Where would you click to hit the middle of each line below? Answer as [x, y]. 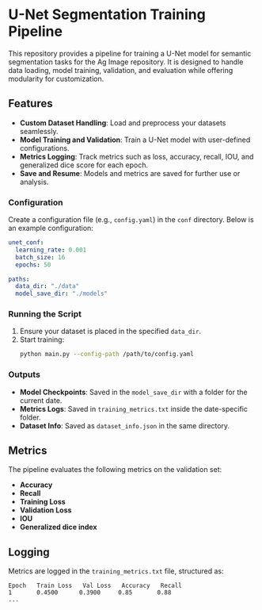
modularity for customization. [56, 79]
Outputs [25, 374]
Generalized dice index [58, 527]
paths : [19, 279]
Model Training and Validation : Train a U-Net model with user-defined [135, 140]
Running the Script [45, 314]
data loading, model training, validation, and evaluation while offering [121, 70]
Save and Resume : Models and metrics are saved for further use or [130, 173]
